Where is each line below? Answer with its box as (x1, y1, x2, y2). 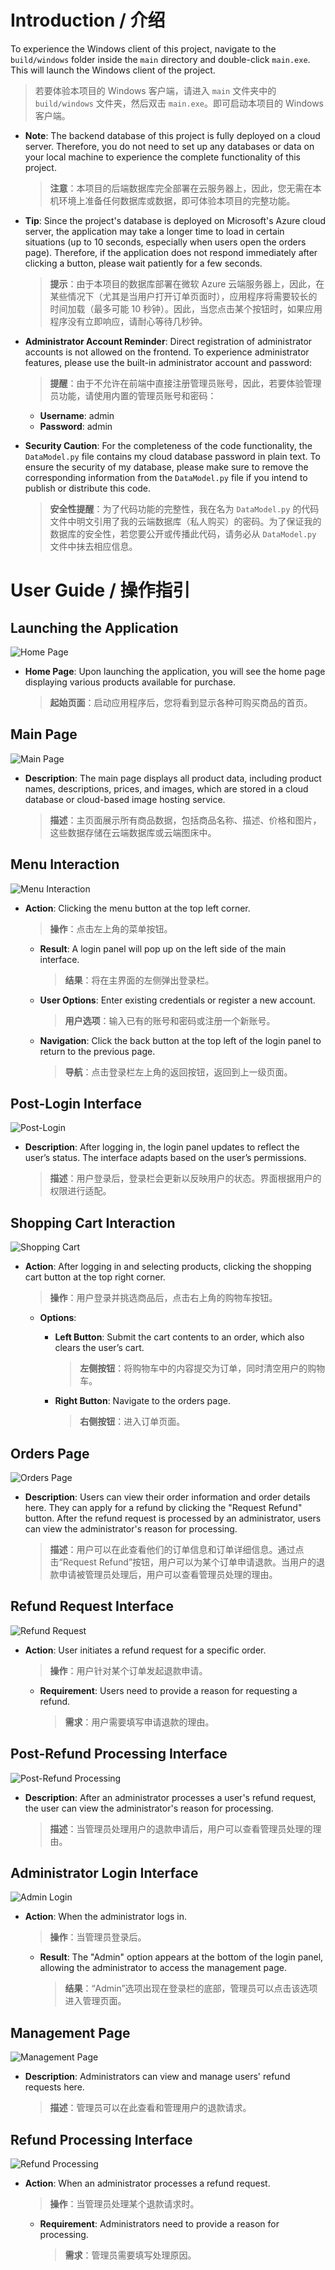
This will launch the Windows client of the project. (10, 64, 216, 76)
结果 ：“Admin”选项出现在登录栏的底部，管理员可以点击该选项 (64, 1982, 318, 1995)
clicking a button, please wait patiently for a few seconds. (24, 257, 263, 269)
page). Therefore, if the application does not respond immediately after (24, 246, 318, 258)
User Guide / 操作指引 (10, 579, 191, 602)
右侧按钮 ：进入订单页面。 (79, 1416, 186, 1428)
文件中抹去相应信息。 (49, 540, 138, 552)
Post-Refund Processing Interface (10, 1746, 228, 1763)
